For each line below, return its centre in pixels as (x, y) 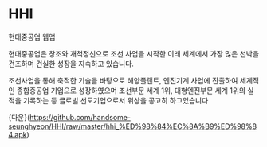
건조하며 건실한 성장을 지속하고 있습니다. (71, 64)
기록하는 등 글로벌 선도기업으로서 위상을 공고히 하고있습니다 (116, 100)
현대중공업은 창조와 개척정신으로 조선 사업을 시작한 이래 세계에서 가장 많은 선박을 (134, 53)
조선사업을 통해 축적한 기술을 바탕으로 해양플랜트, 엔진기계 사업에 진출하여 (123, 80)
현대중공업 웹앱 (32, 37)
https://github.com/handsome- (80, 117)
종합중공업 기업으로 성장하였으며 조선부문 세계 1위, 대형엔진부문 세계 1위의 (131, 90)
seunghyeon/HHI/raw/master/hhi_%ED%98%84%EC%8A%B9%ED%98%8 (133, 126)
